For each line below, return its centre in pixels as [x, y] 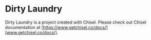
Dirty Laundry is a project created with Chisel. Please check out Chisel [76, 22]
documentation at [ [24, 27]
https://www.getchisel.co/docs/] [75, 27]
